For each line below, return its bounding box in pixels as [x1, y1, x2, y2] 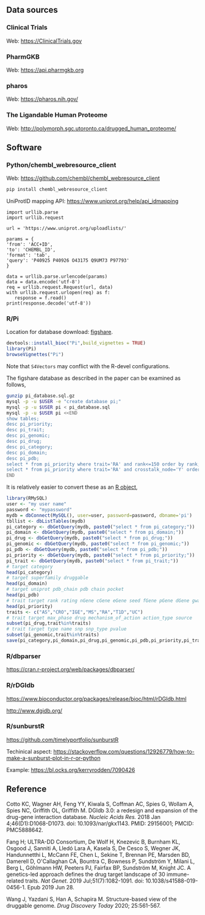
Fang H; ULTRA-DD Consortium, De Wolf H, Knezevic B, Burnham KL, [6, 838, 181, 845]
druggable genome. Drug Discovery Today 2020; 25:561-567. [6, 902, 161, 909]
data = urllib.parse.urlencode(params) [6, 273, 108, 280]
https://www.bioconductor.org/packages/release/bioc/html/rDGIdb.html [6, 695, 187, 702]
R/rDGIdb [6, 681, 35, 690]
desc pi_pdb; [6, 455, 40, 461]
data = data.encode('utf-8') [6, 279, 81, 285]
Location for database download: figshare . [6, 328, 113, 336]
